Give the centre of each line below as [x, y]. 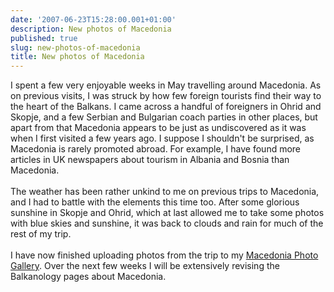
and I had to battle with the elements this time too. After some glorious [155, 202]
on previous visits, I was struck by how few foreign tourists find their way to [166, 96]
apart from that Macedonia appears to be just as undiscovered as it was [158, 128]
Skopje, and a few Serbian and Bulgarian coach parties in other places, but [164, 117]
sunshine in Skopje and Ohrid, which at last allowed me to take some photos [167, 213]
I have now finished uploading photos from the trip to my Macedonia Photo [164, 255]
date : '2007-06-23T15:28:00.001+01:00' [93, 19]
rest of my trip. [41, 234]
